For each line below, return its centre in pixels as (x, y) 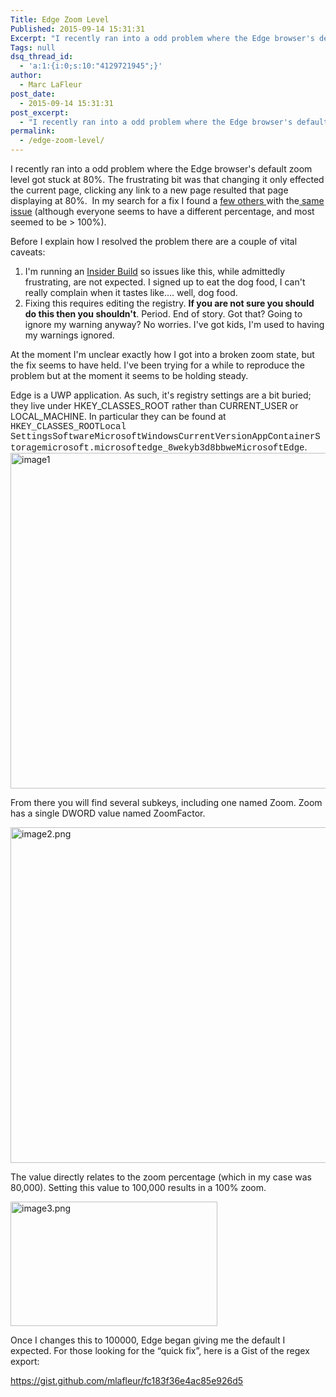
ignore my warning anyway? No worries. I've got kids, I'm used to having (174, 324)
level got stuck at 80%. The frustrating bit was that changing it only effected (167, 179)
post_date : (33, 94)
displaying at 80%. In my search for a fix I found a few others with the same (167, 200)
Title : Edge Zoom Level (60, 19)
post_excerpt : (40, 112)
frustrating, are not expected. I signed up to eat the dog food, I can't (165, 282)
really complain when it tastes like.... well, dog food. (131, 292)
